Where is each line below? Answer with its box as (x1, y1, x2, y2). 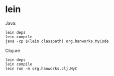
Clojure (5, 47, 20, 53)
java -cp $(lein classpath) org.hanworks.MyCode (5, 39, 109, 44)
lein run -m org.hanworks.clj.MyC (5, 66, 78, 71)
